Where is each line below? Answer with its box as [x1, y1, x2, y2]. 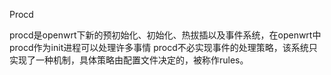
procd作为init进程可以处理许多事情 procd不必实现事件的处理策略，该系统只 [9, 42, 318, 53]
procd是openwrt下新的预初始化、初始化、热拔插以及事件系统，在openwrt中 [9, 29, 322, 41]
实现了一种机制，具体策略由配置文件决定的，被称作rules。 [9, 54, 249, 66]
